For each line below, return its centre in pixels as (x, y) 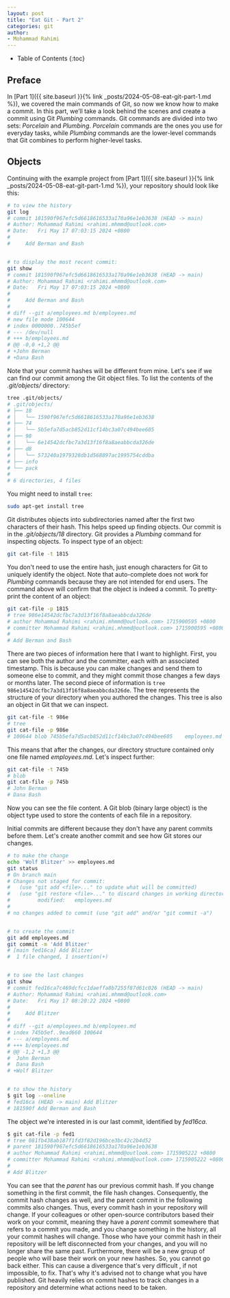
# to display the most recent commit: (62, 262)
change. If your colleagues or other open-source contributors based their (111, 1214)
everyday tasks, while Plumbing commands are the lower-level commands (112, 133)
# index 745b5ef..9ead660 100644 (55, 1033)
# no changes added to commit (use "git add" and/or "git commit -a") (110, 913)
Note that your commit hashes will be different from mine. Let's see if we (110, 370)
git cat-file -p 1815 (38, 609)
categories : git (30, 26)
